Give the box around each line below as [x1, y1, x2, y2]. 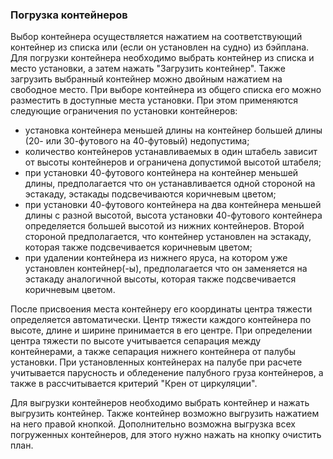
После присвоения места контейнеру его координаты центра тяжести [10, 303, 313, 315]
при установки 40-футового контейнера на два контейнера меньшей [24, 199, 322, 211]
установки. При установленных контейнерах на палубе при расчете [10, 356, 303, 368]
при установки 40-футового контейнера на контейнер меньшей [24, 167, 299, 179]
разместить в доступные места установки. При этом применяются [10, 94, 299, 107]
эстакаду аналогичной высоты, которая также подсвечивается [24, 273, 297, 285]
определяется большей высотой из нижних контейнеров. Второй [24, 220, 305, 232]
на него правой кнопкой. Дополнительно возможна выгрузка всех [10, 418, 296, 430]
